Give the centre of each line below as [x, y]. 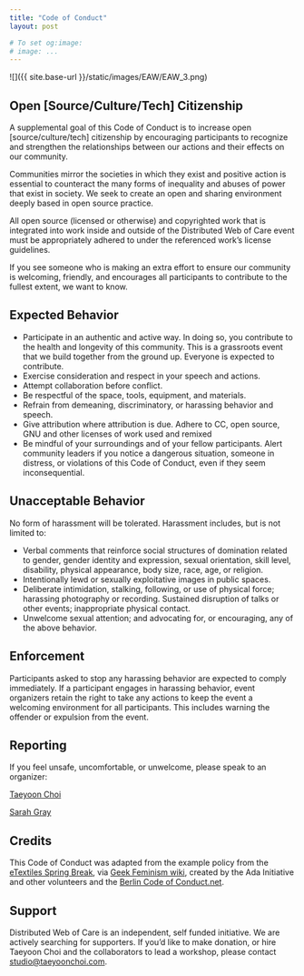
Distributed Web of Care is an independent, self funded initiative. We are [145, 932]
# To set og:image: [46, 43]
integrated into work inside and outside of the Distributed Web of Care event [152, 231]
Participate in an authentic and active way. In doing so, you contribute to [157, 337]
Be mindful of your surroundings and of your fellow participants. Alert [152, 443]
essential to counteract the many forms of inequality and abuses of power [147, 184]
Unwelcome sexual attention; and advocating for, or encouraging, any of [157, 618]
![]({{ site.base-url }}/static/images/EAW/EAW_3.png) [108, 77]
